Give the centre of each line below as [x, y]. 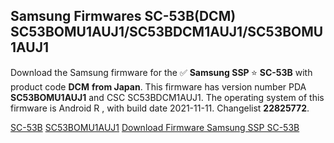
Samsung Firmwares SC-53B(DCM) [123, 16]
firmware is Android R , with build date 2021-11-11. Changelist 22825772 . [160, 108]
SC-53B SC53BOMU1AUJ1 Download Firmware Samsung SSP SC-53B [155, 127]
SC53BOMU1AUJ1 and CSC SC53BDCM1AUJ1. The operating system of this [167, 97]
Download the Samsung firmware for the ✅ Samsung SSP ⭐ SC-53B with [161, 72]
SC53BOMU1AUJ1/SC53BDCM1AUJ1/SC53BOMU [167, 32]
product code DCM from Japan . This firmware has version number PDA [158, 86]
